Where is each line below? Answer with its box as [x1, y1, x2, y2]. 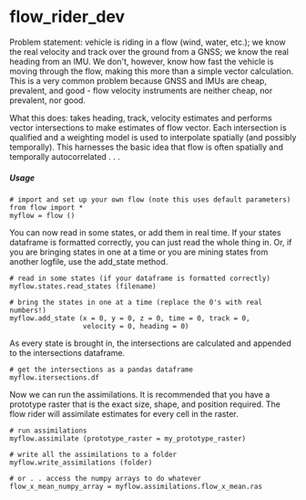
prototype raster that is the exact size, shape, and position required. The [9, 399, 280, 410]
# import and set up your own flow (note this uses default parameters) [9, 194, 291, 204]
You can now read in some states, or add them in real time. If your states [9, 226, 281, 238]
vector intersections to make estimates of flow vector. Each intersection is [9, 121, 287, 133]
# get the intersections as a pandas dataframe [9, 365, 194, 374]
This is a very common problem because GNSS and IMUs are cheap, [9, 75, 267, 86]
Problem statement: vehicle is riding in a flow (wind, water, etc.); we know [9, 36, 286, 47]
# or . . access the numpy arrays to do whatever [9, 474, 202, 483]
